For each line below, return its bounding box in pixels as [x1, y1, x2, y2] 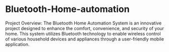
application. [5, 41, 30, 47]
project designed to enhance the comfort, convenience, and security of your [5, 25, 164, 31]
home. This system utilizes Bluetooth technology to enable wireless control [5, 30, 161, 36]
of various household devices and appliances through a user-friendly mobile [5, 36, 164, 42]
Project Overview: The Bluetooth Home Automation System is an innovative [5, 20, 162, 26]
